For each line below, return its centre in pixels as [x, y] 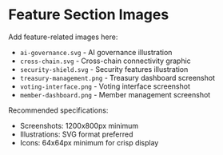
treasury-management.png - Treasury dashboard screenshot [117, 77]
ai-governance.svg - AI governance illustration [96, 52]
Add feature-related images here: [63, 37]
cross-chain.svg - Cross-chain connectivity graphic [106, 61]
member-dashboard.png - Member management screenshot [115, 94]
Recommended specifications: [58, 110]
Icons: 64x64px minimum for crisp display [89, 142]
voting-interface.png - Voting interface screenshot [105, 86]
